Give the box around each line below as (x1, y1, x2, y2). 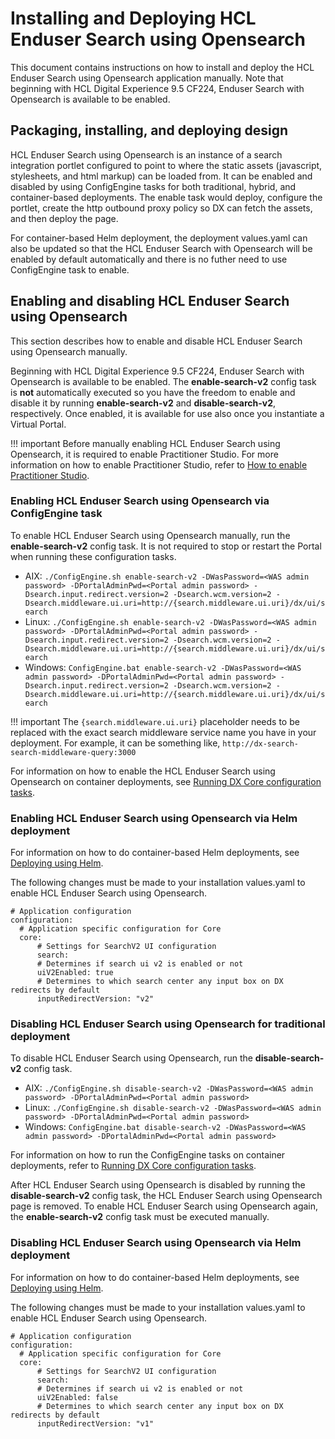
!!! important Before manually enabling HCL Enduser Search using (10, 437, 281, 449)
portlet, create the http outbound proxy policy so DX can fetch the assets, (10, 202, 313, 214)
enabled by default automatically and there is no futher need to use (10, 253, 288, 265)
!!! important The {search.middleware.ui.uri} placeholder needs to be (10, 715, 300, 727)
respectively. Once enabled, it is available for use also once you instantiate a (10, 407, 325, 419)
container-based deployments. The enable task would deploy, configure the (10, 191, 323, 203)
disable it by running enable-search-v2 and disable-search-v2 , (10, 397, 277, 409)
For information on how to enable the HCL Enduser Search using (10, 765, 276, 777)
